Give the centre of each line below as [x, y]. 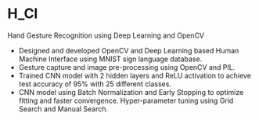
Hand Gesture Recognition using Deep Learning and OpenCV [106, 35]
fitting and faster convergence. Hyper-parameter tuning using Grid [126, 100]
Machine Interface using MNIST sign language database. [110, 59]
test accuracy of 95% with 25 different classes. [95, 84]
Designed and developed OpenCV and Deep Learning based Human [129, 50]
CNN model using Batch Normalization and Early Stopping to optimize [131, 92]
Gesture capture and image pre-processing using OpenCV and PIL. [127, 67]
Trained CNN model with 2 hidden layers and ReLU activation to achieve [135, 75]
